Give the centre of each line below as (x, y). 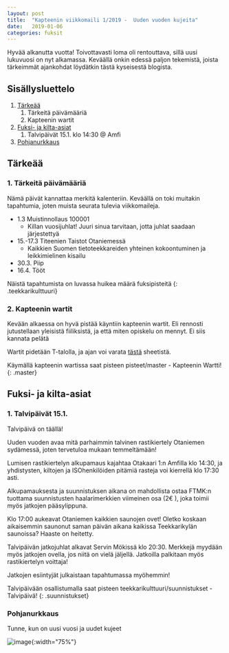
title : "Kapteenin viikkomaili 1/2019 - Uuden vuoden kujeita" (102, 20)
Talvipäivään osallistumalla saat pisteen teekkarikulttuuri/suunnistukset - (110, 588)
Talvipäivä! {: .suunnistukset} (48, 595)
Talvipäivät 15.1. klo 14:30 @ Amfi (74, 134)
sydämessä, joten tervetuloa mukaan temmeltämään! (82, 450)
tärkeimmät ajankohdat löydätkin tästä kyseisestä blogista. (90, 67)
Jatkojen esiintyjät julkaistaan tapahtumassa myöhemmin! (89, 575)
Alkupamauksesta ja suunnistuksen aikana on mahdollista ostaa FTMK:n (109, 491)
